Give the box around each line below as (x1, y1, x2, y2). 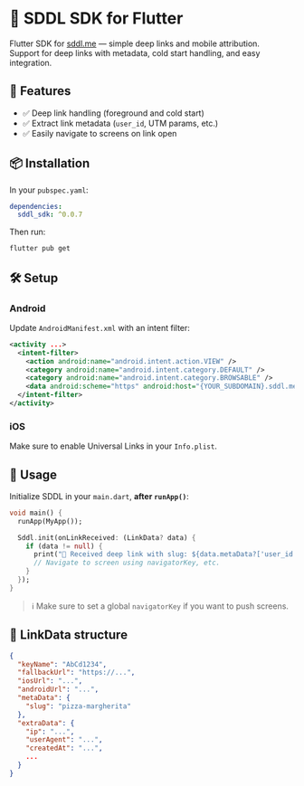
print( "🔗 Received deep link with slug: (33, 550, 188, 559)
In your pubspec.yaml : (9, 185, 89, 195)
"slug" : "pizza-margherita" (25, 701, 131, 711)
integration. (9, 57, 52, 68)
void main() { (9, 508, 63, 517)
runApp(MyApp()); (17, 516, 83, 526)
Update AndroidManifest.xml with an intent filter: (9, 322, 190, 333)
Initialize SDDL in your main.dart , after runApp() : (9, 490, 190, 501)
